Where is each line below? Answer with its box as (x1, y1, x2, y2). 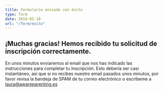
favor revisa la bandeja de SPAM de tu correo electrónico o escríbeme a (5, 76, 152, 82)
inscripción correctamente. (5, 47, 91, 55)
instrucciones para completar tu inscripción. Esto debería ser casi (5, 65, 139, 72)
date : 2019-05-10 (5, 16, 41, 21)
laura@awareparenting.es (5, 81, 58, 87)
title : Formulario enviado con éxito (5, 7, 83, 12)
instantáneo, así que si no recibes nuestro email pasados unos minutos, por (5, 71, 159, 77)
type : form (5, 12, 28, 17)
